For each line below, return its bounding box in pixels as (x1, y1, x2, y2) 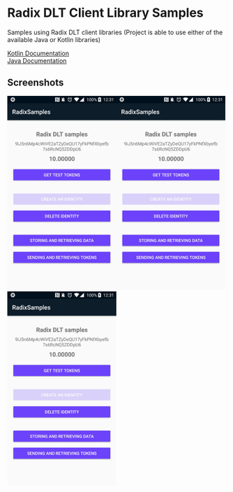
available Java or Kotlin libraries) (7, 35, 101, 43)
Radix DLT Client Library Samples (7, 5, 204, 21)
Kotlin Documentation (7, 49, 70, 57)
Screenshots (7, 77, 64, 89)
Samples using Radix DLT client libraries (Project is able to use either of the (7, 28, 223, 36)
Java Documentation (7, 56, 67, 64)
